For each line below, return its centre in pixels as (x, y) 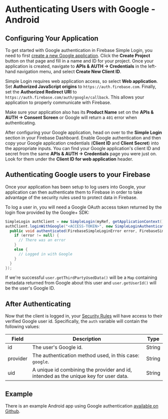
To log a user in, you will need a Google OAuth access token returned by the (83, 207)
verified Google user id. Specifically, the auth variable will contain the (76, 321)
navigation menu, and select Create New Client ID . (69, 71)
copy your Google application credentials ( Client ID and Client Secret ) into (82, 143)
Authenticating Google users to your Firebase (78, 175)
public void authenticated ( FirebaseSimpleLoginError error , (73, 231)
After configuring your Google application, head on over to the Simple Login (84, 132)
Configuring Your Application (52, 38)
